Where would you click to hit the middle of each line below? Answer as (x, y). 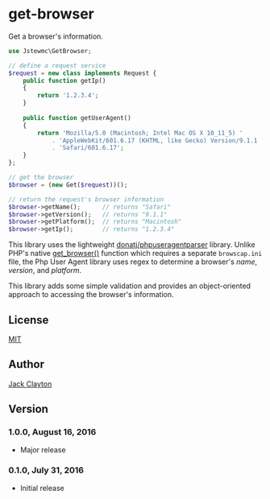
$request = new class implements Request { (83, 73)
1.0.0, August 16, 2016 (52, 432)
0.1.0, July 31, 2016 (46, 470)
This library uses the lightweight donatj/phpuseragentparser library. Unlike (132, 245)
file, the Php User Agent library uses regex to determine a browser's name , (133, 262)
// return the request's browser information (86, 199)
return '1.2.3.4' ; (68, 96)
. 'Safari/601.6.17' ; (88, 148)
